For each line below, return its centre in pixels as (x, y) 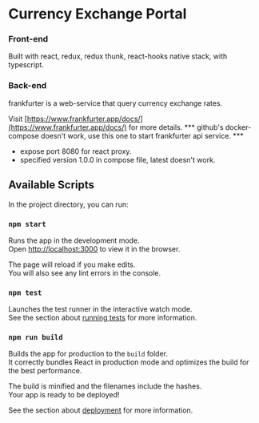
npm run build (36, 338)
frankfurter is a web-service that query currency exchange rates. (116, 103)
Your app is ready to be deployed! (64, 395)
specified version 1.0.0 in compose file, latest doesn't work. (118, 159)
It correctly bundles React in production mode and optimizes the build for (129, 362)
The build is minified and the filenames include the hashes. (105, 386)
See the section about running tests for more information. (103, 318)
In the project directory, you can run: (68, 204)
